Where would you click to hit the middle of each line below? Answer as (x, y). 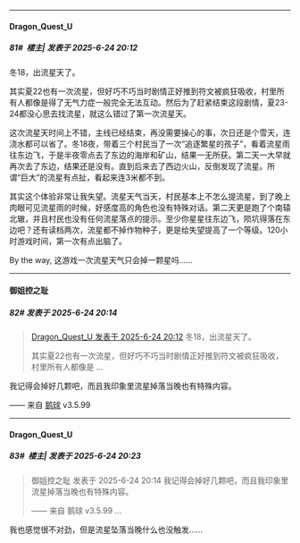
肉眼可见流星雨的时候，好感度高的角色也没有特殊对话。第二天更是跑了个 (142, 208)
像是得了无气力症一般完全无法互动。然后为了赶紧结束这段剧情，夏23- (160, 102)
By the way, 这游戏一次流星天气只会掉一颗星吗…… (101, 259)
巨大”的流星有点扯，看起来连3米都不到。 (95, 177)
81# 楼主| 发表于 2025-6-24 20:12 (74, 48)
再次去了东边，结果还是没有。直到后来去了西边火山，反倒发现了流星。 (138, 165)
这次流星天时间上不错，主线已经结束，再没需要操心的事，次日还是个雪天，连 (150, 132)
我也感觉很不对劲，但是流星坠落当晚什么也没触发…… (106, 530)
